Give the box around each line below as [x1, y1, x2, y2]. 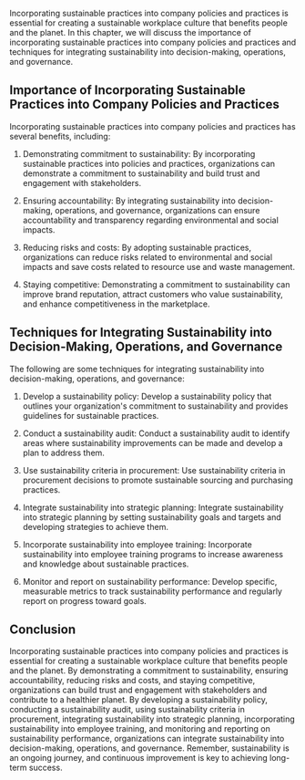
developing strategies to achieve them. [22, 521, 168, 532]
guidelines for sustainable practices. [22, 410, 159, 421]
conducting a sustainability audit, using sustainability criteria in [9, 704, 246, 715]
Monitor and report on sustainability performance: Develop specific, [22, 576, 278, 587]
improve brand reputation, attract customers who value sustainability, [22, 288, 284, 299]
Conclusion [9, 622, 76, 638]
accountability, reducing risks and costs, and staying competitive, [9, 675, 256, 686]
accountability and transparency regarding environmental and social [22, 214, 280, 225]
